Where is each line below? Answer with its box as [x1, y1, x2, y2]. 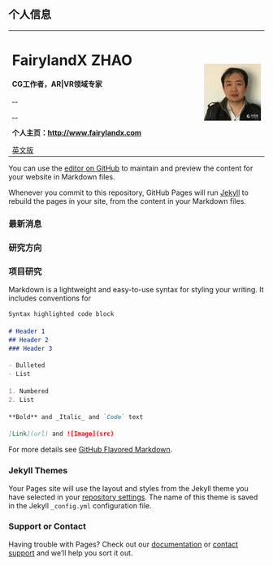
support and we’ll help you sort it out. [8, 547, 133, 558]
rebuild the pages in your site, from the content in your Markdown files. [8, 197, 246, 205]
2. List [8, 395, 35, 404]
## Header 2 [8, 335, 49, 343]
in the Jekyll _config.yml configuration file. [8, 500, 152, 510]
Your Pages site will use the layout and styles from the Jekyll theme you [8, 483, 249, 493]
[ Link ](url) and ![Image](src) [8, 430, 115, 439]
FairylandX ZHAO [11, 51, 132, 69]
